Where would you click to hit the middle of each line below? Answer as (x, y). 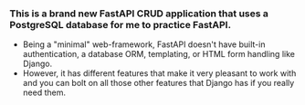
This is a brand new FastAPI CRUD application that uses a (139, 14)
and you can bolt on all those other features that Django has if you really (158, 83)
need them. (44, 92)
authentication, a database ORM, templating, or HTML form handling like (158, 54)
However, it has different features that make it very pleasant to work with (159, 73)
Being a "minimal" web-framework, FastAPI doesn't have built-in (144, 44)
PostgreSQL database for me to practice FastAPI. (120, 24)
